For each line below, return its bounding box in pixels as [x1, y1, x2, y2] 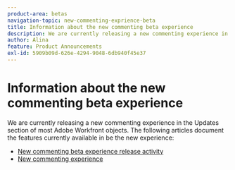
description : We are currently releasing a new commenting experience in [7, 30, 229, 37]
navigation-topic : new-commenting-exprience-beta [7, 17, 156, 24]
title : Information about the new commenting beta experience [7, 23, 193, 30]
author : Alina [7, 37, 49, 44]
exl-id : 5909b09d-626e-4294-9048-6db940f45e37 [7, 50, 146, 57]
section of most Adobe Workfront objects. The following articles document [7, 126, 224, 134]
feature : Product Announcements [7, 43, 102, 50]
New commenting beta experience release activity [17, 147, 164, 155]
